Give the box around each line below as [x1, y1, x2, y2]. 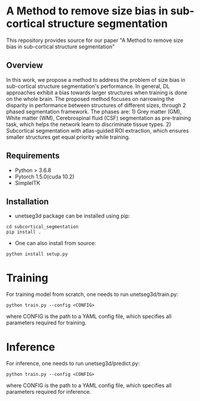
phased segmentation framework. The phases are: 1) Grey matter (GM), [6, 108, 182, 115]
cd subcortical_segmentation [6, 224, 79, 230]
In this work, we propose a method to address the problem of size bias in [6, 76, 186, 83]
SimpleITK [14, 179, 41, 186]
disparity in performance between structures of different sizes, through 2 [6, 102, 186, 109]
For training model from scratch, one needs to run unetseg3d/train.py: [6, 291, 179, 298]
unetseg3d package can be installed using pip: [14, 212, 130, 219]
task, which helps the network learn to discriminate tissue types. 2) [6, 121, 171, 128]
